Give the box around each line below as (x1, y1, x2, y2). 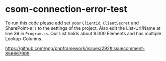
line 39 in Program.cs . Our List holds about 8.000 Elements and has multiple (5, 30, 161, 36)
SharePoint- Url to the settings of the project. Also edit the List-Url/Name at (5, 25, 161, 31)
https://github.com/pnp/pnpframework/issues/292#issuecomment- (5, 45, 145, 51)
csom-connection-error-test (5, 3, 127, 15)
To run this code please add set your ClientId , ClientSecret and (5, 20, 139, 26)
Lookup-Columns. (5, 36, 43, 42)
